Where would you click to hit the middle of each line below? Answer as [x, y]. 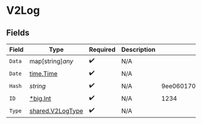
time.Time [43, 73]
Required [103, 50]
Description [138, 50]
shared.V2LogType [56, 111]
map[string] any [51, 61]
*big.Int [40, 98]
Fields [18, 33]
